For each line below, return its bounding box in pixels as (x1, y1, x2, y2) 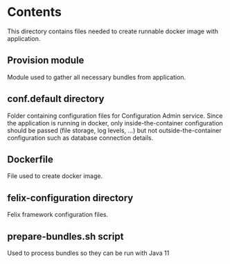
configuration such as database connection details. (7, 133, 154, 142)
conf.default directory (7, 93, 105, 105)
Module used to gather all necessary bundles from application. (7, 73, 186, 81)
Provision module (7, 55, 85, 67)
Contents (7, 4, 62, 20)
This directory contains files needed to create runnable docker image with (7, 27, 218, 35)
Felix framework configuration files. (7, 211, 109, 219)
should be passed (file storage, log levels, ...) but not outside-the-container (7, 126, 222, 134)
